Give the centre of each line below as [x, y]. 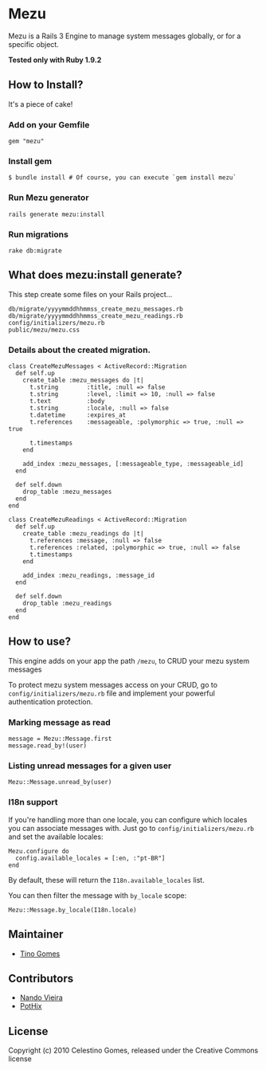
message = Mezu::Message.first [60, 739]
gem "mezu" [26, 141]
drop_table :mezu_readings [67, 604]
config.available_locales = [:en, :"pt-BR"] [90, 858]
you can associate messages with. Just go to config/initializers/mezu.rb [131, 828]
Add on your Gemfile [49, 124]
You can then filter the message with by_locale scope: [98, 895]
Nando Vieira [41, 997]
